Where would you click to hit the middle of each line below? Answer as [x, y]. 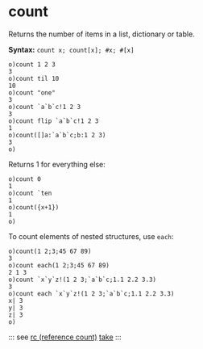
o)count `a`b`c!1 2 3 [45, 107]
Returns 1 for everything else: [57, 164]
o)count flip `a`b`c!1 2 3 [54, 121]
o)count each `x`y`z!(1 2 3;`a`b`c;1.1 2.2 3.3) [91, 293]
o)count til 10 [34, 78]
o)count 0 [25, 179]
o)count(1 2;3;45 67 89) [50, 251]
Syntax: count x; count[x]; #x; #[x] [71, 49]
